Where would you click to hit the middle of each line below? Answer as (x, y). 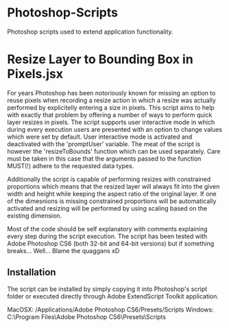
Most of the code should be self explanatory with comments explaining (107, 229)
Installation (32, 272)
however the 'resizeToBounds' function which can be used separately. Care (114, 151)
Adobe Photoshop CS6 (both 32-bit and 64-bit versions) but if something (111, 243)
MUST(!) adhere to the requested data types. (71, 165)
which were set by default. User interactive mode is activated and (100, 137)
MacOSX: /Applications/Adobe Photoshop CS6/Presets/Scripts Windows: (110, 309)
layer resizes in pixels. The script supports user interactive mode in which (111, 122)
